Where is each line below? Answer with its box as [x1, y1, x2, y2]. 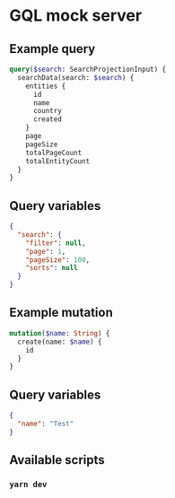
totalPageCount [25, 148, 83, 157]
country [32, 107, 63, 116]
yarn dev [9, 479, 48, 489]
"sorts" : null [25, 264, 78, 273]
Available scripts [9, 452, 105, 467]
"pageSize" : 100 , [25, 255, 91, 265]
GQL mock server [9, 5, 142, 26]
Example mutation [9, 305, 114, 320]
